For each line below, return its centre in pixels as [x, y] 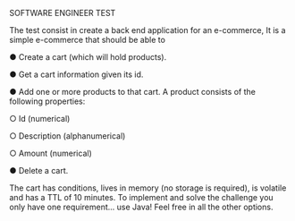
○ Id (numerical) [40, 119]
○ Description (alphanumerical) [67, 136]
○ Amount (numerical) [51, 153]
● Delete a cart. [39, 170]
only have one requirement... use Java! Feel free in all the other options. [141, 207]
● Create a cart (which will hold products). [88, 57]
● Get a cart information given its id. [76, 74]
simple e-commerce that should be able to [87, 40]
